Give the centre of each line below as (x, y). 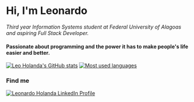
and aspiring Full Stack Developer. (47, 33)
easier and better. (28, 52)
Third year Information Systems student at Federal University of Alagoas (94, 27)
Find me (18, 81)
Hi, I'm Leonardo (47, 11)
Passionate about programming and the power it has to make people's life (97, 46)
